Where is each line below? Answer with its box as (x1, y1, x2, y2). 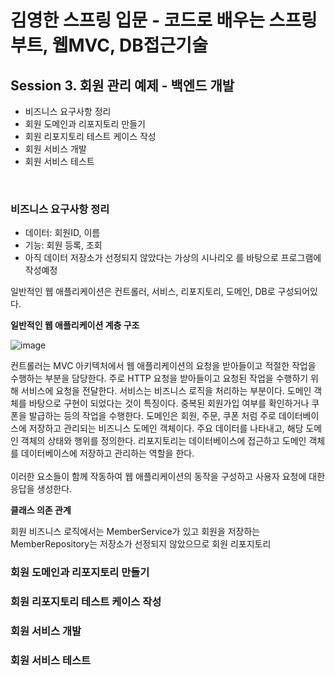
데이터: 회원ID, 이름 (24, 227, 101, 239)
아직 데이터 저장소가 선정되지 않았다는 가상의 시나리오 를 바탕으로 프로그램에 (24, 252, 322, 264)
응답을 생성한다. (10, 483, 73, 495)
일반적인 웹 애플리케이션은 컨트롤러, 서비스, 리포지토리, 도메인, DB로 (10, 286, 276, 298)
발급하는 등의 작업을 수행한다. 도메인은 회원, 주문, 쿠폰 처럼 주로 (28, 410, 277, 422)
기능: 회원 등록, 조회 (24, 239, 103, 251)
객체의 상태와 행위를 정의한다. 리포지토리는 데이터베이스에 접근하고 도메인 (20, 435, 307, 447)
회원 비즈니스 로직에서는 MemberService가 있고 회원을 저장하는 (10, 526, 261, 538)
